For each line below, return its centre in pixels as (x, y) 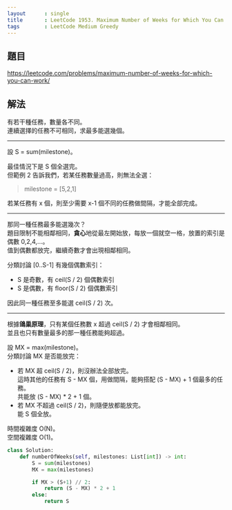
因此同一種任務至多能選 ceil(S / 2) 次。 (62, 303)
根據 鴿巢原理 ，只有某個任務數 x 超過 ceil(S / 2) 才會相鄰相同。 (96, 324)
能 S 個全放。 (36, 414)
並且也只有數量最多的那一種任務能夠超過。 (68, 333)
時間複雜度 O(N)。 (33, 428)
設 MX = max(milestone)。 (45, 347)
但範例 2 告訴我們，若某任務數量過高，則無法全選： (80, 175)
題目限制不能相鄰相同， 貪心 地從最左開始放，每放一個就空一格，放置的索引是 (116, 233)
